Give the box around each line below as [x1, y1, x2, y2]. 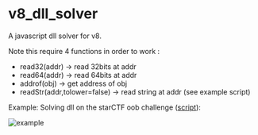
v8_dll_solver [8, 5, 98, 23]
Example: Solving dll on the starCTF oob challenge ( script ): [8, 102, 201, 112]
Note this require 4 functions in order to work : [8, 46, 160, 56]
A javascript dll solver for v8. [8, 31, 102, 40]
